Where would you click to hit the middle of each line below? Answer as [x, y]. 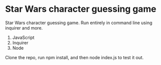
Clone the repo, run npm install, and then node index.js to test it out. [74, 57]
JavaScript [23, 37]
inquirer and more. [24, 28]
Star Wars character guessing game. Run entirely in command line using [79, 23]
